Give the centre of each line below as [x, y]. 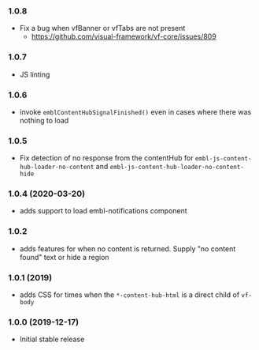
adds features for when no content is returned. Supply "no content [128, 248]
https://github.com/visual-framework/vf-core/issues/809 [124, 36]
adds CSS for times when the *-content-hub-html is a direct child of [129, 295]
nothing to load [44, 120]
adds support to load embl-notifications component [103, 211]
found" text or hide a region [64, 257]
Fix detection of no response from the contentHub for [106, 158]
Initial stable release [52, 339]
